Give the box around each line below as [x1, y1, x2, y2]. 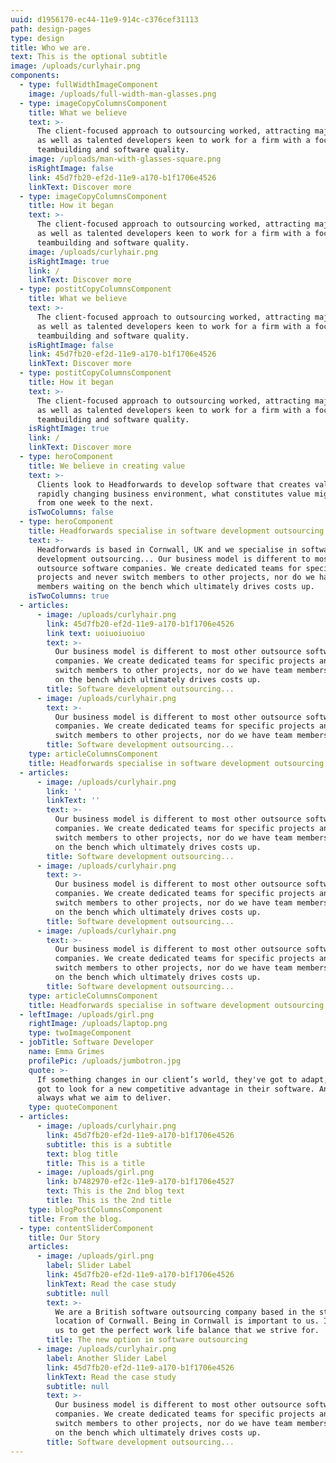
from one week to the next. [36, 498, 155, 508]
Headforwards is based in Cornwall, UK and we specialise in [36, 544, 298, 555]
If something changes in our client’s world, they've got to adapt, [36, 1074, 329, 1085]
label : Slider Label [46, 1261, 132, 1271]
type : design [10, 33, 65, 43]
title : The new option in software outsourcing [46, 1335, 248, 1345]
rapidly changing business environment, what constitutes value [36, 489, 311, 499]
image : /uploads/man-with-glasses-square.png [28, 154, 222, 164]
